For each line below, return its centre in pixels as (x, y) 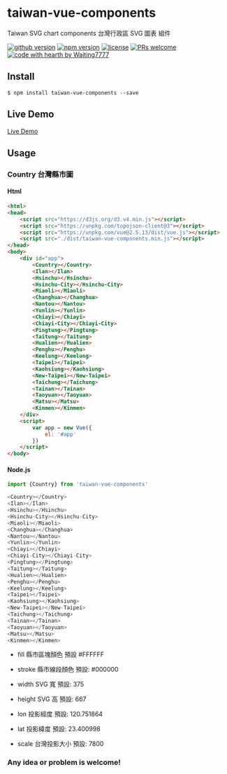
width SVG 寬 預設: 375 (51, 684)
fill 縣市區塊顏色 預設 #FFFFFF (61, 655)
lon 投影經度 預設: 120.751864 (60, 714)
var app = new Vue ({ (62, 428)
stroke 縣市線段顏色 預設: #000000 (68, 670)
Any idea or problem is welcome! (64, 763)
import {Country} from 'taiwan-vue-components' (78, 485)
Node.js (19, 469)
